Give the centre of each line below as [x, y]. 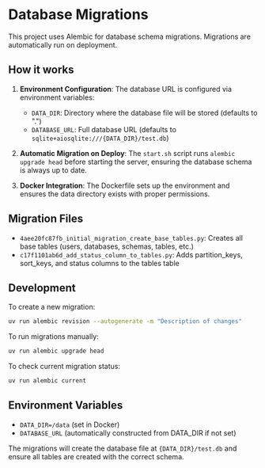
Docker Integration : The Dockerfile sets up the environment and [125, 185]
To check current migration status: [64, 367]
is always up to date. [53, 170]
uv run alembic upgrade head [56, 351]
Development [42, 288]
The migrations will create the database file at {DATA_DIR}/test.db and [123, 448]
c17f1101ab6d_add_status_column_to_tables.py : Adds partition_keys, [131, 254]
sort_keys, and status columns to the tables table [99, 263]
